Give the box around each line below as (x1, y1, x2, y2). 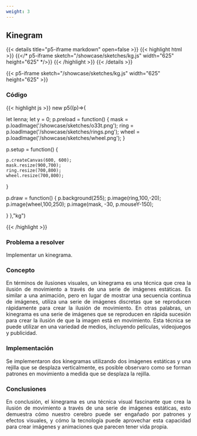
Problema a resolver (6, 238, 64, 246)
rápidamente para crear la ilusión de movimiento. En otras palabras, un (6, 304, 191, 312)
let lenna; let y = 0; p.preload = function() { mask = (6, 115, 128, 122)
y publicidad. (6, 330, 38, 337)
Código (6, 91, 28, 99)
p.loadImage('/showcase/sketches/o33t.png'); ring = (6, 122, 134, 129)
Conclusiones (6, 385, 47, 393)
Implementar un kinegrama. (6, 251, 73, 259)
